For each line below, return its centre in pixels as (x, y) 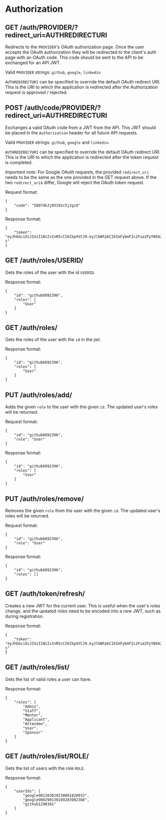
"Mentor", (33, 715)
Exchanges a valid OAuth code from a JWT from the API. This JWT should (81, 128)
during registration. (25, 616)
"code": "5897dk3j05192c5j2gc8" (47, 205)
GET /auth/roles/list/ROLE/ (47, 756)
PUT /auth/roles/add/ (39, 395)
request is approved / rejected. (37, 92)
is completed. (19, 162)
